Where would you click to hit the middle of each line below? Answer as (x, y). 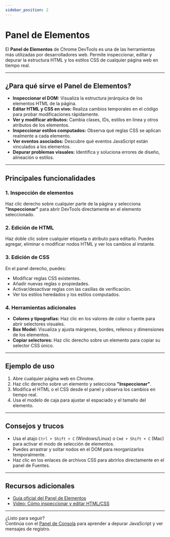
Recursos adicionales (40, 486)
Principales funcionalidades (50, 178)
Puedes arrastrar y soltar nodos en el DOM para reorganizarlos (78, 449)
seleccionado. (20, 215)
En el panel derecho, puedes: (36, 268)
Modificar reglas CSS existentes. (47, 278)
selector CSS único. (33, 345)
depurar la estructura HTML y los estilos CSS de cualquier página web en (82, 60)
